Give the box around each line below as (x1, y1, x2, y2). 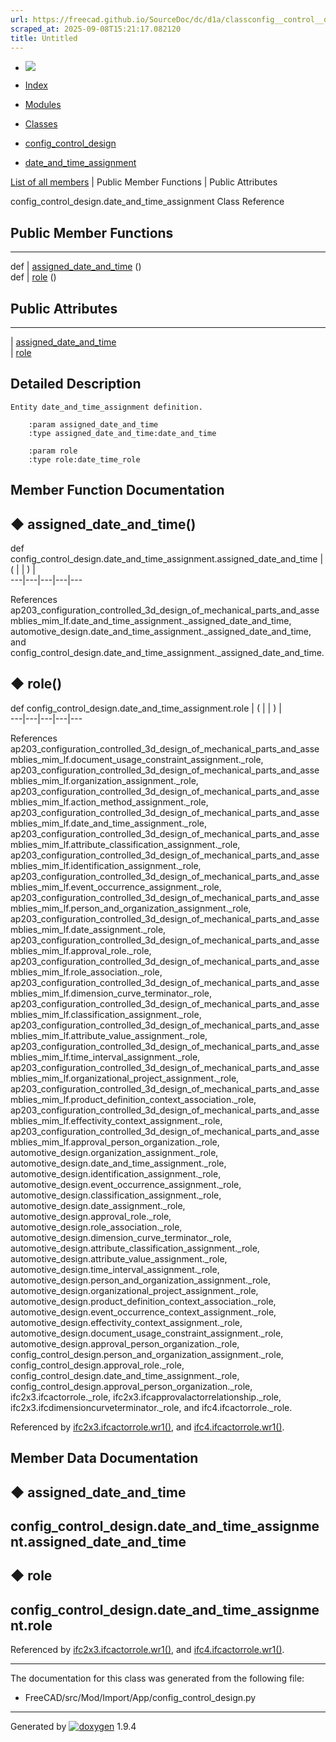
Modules (24, 99, 62, 111)
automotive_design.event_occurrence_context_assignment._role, (10, 1306, 277, 1318)
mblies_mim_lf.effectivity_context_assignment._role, (10, 1114, 223, 1126)
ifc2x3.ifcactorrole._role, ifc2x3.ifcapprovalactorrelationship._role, (10, 1391, 282, 1403)
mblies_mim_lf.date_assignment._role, (10, 923, 167, 935)
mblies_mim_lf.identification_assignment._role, (10, 859, 202, 871)
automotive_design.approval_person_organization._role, (10, 1337, 240, 1350)
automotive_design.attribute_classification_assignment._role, (10, 1242, 260, 1254)
